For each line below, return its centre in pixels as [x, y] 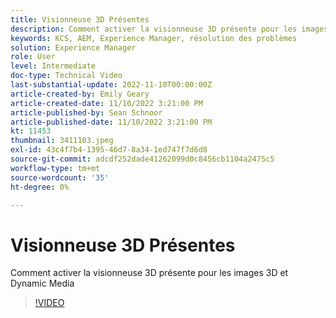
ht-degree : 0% [40, 187]
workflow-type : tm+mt [55, 168]
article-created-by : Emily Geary [80, 94]
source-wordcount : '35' [60, 177]
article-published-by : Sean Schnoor [86, 112]
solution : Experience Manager [73, 47]
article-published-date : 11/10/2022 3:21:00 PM [111, 122]
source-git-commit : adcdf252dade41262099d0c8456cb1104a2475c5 [142, 159]
